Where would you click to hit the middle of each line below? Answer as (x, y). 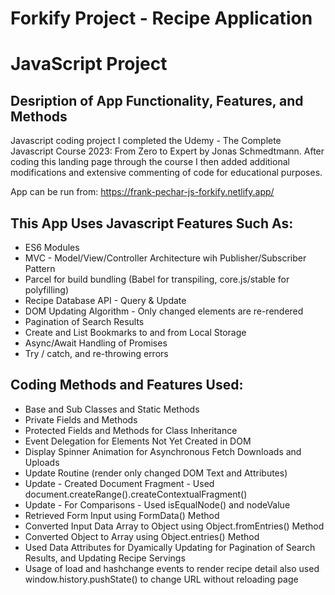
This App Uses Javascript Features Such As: (152, 223)
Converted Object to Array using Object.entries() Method (142, 536)
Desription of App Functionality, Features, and (157, 100)
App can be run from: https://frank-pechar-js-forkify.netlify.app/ (142, 192)
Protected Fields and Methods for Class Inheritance (131, 430)
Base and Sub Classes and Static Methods (112, 409)
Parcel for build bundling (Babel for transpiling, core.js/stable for (157, 279)
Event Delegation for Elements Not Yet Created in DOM (138, 441)
